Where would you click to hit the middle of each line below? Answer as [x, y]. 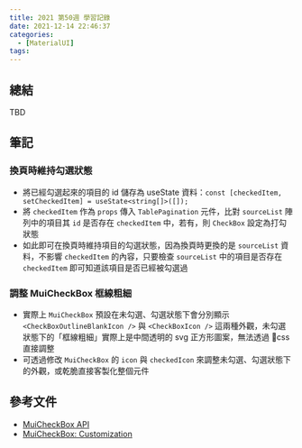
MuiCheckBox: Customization [77, 434]
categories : [32, 34]
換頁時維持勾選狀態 [51, 170]
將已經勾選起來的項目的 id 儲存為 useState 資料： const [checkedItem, [152, 192]
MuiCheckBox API [56, 424]
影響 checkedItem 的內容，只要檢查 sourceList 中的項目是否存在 [164, 256]
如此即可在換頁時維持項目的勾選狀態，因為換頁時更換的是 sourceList [151, 245]
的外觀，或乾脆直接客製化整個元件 [86, 370]
